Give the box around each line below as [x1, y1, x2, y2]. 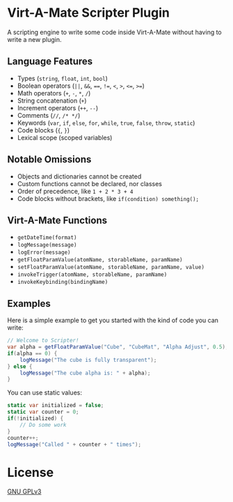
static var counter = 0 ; [7, 409, 79, 416]
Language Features [7, 56, 93, 68]
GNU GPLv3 [7, 487, 42, 496]
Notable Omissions [7, 153, 92, 165]
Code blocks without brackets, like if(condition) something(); [17, 194, 200, 203]
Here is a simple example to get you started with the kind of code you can [7, 316, 219, 325]
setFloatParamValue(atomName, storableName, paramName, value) [17, 264, 205, 271]
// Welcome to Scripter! [7, 337, 79, 344]
